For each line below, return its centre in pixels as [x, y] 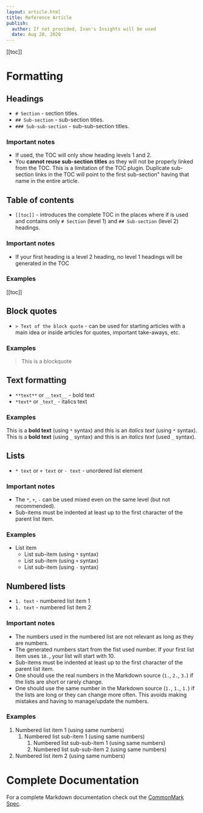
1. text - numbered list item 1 [53, 601]
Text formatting [36, 380]
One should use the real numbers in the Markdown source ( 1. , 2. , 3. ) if [104, 675]
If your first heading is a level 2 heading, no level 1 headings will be [99, 256]
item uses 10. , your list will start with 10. [65, 656]
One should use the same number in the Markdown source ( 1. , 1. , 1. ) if [105, 688]
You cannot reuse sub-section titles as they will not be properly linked [104, 162]
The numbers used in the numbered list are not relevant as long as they [104, 636]
